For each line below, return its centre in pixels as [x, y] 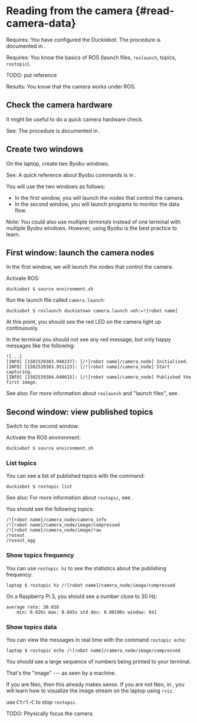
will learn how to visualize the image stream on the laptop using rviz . [90, 691]
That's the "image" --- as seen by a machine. [61, 673]
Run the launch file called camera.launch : [55, 300]
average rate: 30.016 [33, 607]
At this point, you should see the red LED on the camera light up [83, 322]
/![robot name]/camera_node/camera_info [57, 520]
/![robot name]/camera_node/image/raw [54, 530]
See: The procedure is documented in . [54, 130]
